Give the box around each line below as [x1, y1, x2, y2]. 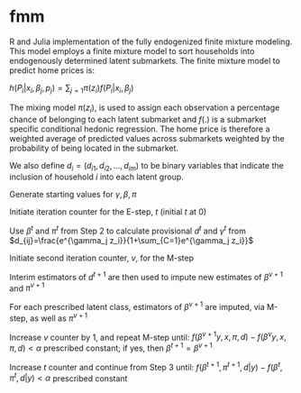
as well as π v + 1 [30, 311, 88, 324]
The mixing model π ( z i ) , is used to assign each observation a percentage [9, 102, 280, 114]
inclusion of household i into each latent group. [9, 171, 185, 182]
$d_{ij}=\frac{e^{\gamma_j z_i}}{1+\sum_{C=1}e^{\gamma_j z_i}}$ [9, 234, 254, 245]
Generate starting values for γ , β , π [9, 189, 137, 200]
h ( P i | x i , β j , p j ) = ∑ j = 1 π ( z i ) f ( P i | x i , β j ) [9, 82, 134, 96]
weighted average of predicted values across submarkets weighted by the [9, 133, 286, 143]
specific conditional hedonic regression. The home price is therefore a [9, 123, 270, 134]
